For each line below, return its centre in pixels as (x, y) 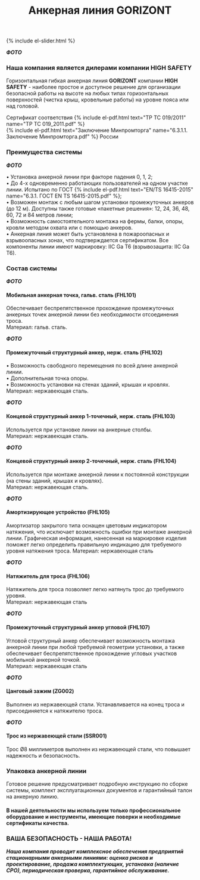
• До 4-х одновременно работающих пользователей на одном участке (97, 183)
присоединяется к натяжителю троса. (55, 711)
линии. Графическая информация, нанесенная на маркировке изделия (96, 538)
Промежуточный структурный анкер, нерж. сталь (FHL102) (84, 352)
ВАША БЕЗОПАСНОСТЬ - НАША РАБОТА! (69, 838)
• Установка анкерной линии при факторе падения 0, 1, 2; (79, 177)
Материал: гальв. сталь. (37, 327)
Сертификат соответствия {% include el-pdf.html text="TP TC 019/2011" (96, 118)
